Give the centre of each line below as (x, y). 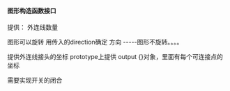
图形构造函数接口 (32, 10)
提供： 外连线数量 (32, 27)
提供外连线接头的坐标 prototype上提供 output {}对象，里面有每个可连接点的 (115, 57)
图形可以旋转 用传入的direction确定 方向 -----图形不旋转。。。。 (95, 42)
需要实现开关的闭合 (35, 81)
